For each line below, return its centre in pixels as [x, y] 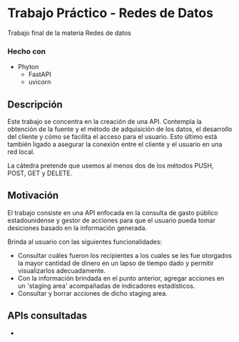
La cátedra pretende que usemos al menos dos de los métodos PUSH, [111, 166]
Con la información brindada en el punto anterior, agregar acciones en [121, 278]
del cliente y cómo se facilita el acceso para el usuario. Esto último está [112, 137]
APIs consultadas [47, 316]
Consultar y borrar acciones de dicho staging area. [92, 293]
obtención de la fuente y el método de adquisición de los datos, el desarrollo [120, 129]
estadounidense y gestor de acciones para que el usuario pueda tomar [112, 220]
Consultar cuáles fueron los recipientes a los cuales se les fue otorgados [124, 255]
